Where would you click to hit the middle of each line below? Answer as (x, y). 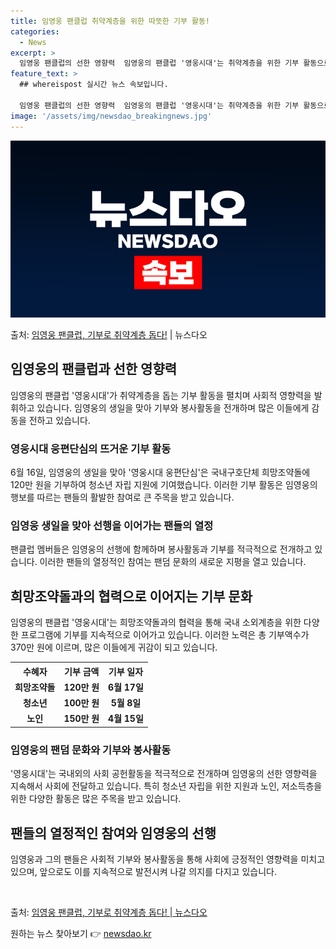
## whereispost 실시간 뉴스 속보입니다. (94, 85)
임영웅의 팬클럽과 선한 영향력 (94, 369)
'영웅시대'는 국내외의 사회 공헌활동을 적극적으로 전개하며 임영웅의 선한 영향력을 (164, 774)
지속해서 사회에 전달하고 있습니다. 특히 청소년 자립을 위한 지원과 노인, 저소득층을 (166, 786)
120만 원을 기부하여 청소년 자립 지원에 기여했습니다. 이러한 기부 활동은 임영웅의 (164, 485)
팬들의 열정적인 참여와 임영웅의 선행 (113, 833)
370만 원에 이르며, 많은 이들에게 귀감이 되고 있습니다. (114, 647)
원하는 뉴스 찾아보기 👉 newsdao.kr (81, 934)
